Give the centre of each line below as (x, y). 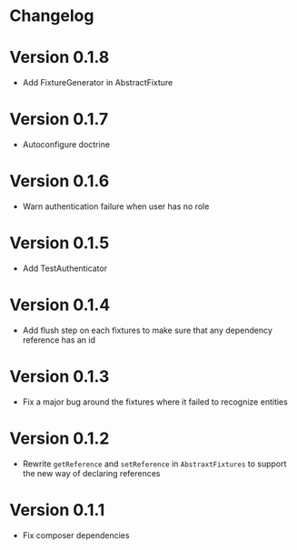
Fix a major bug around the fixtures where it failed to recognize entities (155, 402)
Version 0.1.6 (59, 181)
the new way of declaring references (91, 473)
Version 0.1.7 (59, 120)
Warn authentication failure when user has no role (116, 206)
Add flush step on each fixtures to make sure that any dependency (147, 330)
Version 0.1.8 (59, 58)
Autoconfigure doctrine (66, 145)
